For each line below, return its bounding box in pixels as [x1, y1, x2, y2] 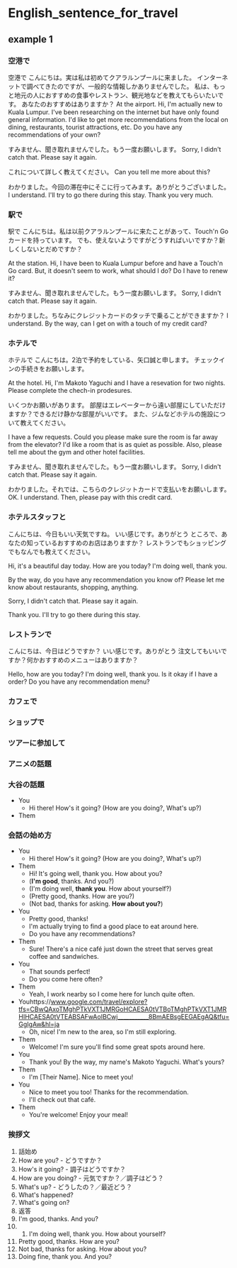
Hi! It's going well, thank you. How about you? [28, 869, 163, 878]
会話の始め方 [8, 830, 52, 840]
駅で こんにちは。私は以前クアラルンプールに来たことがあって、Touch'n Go [8, 227, 229, 235]
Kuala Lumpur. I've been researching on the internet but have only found [8, 108, 219, 116]
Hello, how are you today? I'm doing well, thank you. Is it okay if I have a [8, 670, 218, 679]
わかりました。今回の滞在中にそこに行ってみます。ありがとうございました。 [8, 182, 231, 191]
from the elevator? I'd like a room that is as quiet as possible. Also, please [8, 440, 222, 449]
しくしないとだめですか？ [8, 245, 83, 253]
